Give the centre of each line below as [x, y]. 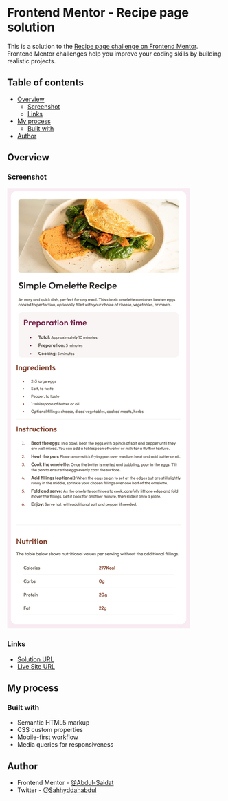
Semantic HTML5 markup [53, 723]
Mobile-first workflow [48, 737]
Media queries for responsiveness [65, 745]
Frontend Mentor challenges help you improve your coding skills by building [114, 54]
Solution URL [35, 659]
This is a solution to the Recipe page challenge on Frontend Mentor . [103, 46]
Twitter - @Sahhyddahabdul [57, 790]
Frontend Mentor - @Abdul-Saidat [65, 783]
